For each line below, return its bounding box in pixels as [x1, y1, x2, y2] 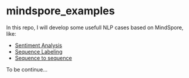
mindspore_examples [6, 4, 115, 18]
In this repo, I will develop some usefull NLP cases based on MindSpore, [6, 24, 184, 31]
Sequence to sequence [14, 54, 73, 61]
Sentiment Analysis [14, 42, 63, 49]
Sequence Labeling [14, 48, 63, 55]
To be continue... [6, 65, 48, 73]
